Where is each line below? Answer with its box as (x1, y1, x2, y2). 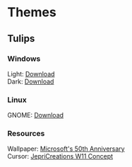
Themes (7, 4, 56, 21)
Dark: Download (7, 77, 54, 86)
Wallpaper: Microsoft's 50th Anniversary (7, 144, 125, 153)
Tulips (7, 33, 35, 45)
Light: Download (7, 69, 55, 78)
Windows (7, 54, 41, 64)
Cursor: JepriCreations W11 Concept (7, 152, 114, 161)
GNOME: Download (7, 111, 64, 120)
